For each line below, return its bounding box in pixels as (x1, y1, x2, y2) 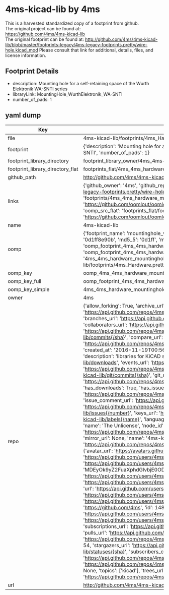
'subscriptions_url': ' (82, 523, 131, 530)
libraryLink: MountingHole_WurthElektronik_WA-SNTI (12, 91, 123, 97)
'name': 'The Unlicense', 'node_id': (82, 422, 165, 429)
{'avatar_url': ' (82, 447, 116, 454)
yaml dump (5, 111, 41, 120)
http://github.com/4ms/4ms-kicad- (84, 36, 158, 42)
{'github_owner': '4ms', (82, 182, 138, 189)
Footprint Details (5, 67, 59, 76)
